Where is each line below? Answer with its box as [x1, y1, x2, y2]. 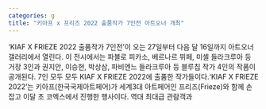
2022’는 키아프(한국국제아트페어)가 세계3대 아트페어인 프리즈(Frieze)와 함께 [8, 81, 245, 91]
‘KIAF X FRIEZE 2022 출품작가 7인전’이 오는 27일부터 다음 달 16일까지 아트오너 [8, 41, 254, 52]
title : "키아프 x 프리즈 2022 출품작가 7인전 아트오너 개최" [8, 19, 185, 27]
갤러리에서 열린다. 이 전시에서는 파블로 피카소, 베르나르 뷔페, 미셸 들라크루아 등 [8, 52, 252, 61]
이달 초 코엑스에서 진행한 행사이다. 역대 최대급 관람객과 [22, 91, 193, 101]
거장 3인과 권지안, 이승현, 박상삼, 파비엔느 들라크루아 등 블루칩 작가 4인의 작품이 [8, 61, 256, 72]
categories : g [8, 11, 56, 20]
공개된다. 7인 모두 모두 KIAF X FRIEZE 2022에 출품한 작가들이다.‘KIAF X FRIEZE [8, 72, 259, 81]
